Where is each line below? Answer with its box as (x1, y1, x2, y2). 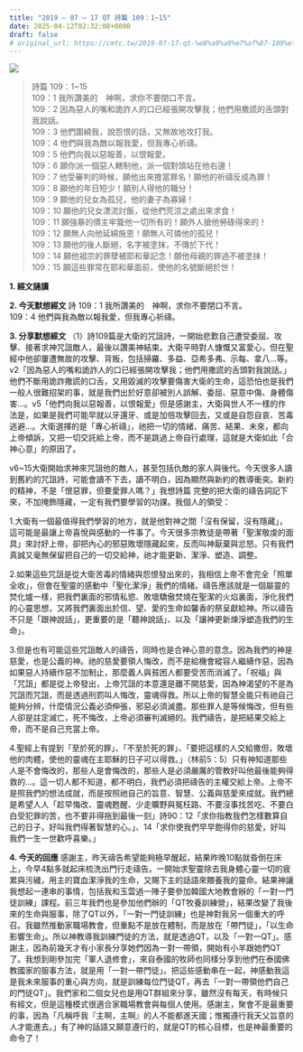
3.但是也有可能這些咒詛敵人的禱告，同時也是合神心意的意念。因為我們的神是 (9, 645, 293, 656)
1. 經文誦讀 (9, 281, 50, 292)
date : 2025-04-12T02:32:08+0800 (9, 22, 131, 31)
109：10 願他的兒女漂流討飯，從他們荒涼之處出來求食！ (31, 205, 237, 217)
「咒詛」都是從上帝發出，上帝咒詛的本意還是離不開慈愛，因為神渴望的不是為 (9, 678, 294, 689)
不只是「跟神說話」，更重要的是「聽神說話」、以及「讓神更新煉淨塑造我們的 (9, 614, 286, 625)
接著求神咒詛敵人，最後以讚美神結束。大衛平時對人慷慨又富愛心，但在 (24, 342, 286, 353)
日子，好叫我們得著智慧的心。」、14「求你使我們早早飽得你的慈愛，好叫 (24, 822, 287, 833)
